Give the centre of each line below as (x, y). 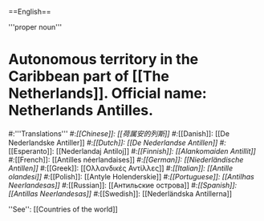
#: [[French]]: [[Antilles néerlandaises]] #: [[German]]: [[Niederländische (126, 159)
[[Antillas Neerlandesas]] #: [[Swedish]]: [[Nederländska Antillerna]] (120, 193)
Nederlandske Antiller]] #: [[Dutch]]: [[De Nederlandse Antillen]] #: (117, 143)
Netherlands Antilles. (81, 110)
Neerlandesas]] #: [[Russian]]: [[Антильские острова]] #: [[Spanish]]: (123, 185)
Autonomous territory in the (104, 60)
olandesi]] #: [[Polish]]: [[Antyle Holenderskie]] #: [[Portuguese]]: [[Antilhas (131, 176)
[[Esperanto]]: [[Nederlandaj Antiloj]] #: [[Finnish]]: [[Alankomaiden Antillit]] (132, 151)
